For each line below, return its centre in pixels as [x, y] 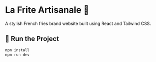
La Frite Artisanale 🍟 [47, 10]
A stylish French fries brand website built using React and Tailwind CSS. [78, 23]
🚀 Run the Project [32, 39]
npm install [17, 50]
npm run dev [17, 55]
